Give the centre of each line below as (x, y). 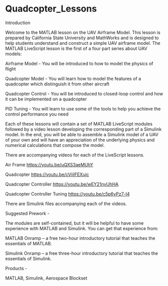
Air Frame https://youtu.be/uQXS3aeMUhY (49, 164)
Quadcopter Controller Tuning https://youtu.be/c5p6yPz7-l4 (67, 194)
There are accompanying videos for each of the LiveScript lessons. (75, 155)
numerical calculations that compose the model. (55, 145)
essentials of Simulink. (28, 258)
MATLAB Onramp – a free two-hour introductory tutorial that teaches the (80, 238)
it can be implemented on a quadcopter (46, 99)
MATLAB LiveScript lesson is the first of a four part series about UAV (76, 48)
